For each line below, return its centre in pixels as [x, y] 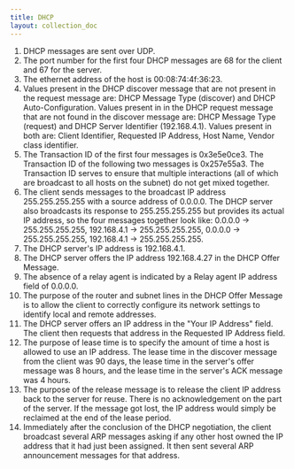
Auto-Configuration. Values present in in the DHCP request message [148, 107]
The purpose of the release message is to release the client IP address [152, 389]
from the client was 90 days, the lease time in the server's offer [139, 361]
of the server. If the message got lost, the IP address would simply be [150, 408]
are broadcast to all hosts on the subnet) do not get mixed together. [146, 182]
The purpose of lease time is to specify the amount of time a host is [146, 342]
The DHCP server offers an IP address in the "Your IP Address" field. [148, 323]
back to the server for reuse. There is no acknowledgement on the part [152, 398]
